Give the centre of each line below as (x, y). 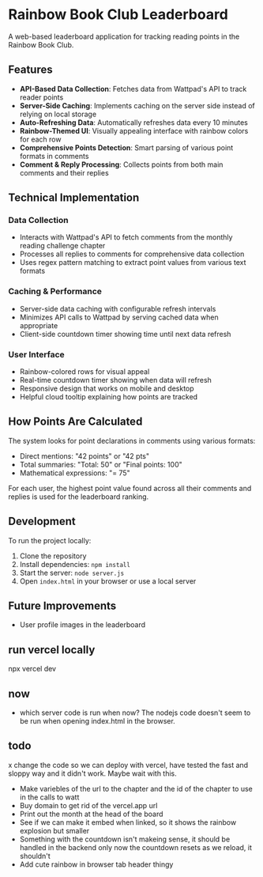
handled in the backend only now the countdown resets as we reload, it (136, 847)
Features (30, 70)
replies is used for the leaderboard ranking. (79, 497)
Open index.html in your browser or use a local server (108, 581)
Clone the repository (53, 556)
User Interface (36, 354)
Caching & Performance (55, 292)
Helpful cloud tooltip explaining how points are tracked (109, 397)
